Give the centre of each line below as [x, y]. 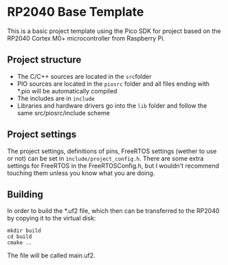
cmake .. [20, 243]
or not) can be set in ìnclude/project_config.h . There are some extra [105, 158]
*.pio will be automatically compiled [67, 91]
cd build [20, 237]
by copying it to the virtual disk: [52, 218]
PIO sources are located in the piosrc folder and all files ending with [113, 84]
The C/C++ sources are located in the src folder [84, 76]
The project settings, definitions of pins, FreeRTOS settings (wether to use [112, 151]
